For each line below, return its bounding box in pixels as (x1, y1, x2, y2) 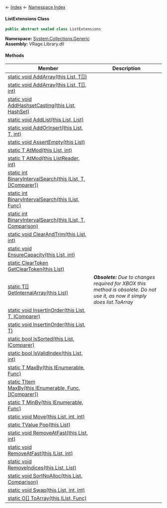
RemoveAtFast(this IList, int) (7, 450, 73, 457)
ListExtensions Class (5, 15, 50, 21)
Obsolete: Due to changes (93, 274, 156, 281)
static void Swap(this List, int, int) (7, 487, 85, 494)
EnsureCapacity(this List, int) (7, 252, 76, 258)
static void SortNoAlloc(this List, (7, 473, 83, 480)
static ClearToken (7, 259, 49, 266)
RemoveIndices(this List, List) (7, 464, 77, 471)
